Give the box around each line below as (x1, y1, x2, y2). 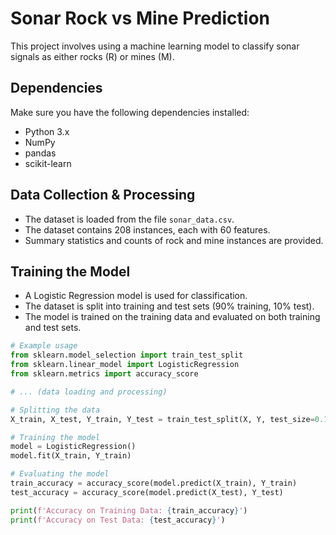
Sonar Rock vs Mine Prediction (10, 7, 271, 30)
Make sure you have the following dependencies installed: (10, 106, 250, 118)
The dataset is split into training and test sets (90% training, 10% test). (24, 300, 315, 312)
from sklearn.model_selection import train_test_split (10, 350, 244, 361)
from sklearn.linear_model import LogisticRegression (10, 360, 240, 370)
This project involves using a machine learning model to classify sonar (10, 40, 300, 52)
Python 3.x (24, 125, 70, 137)
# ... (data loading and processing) (10, 387, 168, 397)
